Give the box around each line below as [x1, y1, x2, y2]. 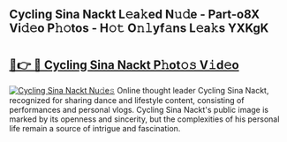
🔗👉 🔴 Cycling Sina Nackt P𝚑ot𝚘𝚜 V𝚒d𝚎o [9, 57, 240, 72]
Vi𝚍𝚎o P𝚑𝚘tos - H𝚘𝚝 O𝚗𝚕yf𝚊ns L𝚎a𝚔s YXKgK [9, 21, 269, 36]
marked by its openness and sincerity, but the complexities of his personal [9, 114, 280, 124]
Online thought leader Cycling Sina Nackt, [117, 86, 269, 95]
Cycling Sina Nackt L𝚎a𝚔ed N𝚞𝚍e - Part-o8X [9, 7, 261, 22]
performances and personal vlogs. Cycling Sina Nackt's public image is [9, 105, 269, 115]
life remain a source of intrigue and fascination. [9, 123, 181, 133]
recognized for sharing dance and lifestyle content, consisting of [9, 95, 245, 105]
